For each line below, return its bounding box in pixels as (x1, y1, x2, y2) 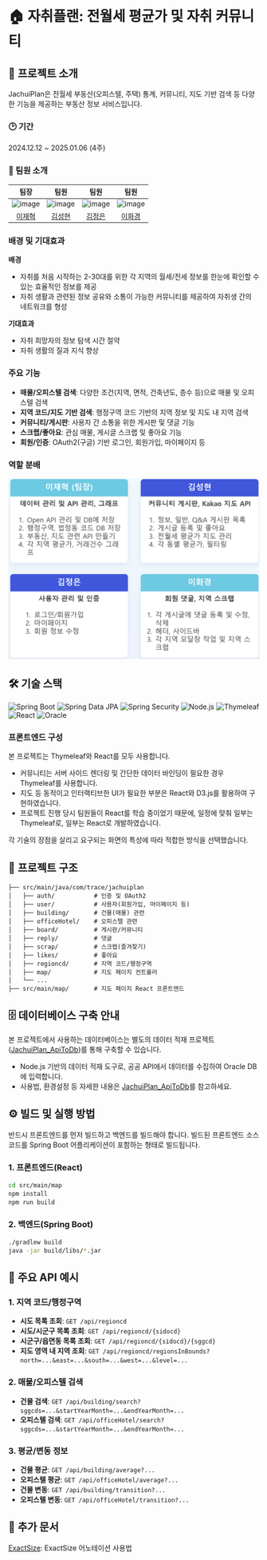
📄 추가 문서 (8, 1520, 60, 1534)
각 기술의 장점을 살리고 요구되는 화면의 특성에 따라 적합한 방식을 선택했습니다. (8, 835, 249, 845)
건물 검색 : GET (19, 1396, 63, 1406)
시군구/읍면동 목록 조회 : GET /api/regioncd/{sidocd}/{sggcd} (19, 1336, 217, 1346)
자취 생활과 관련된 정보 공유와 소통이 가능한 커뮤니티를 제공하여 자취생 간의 (19, 292, 253, 302)
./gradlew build (8, 1238, 62, 1246)
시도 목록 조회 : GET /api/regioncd (19, 1316, 128, 1326)
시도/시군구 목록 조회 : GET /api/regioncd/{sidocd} (19, 1326, 181, 1336)
